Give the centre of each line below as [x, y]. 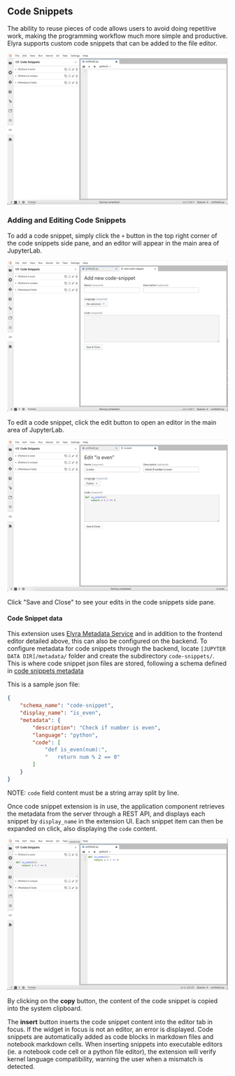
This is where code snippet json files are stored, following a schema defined [117, 663]
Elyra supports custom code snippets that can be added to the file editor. [113, 43]
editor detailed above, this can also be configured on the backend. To [107, 641]
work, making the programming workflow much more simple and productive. [117, 36]
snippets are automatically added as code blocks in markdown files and [111, 1036]
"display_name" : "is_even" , [60, 713]
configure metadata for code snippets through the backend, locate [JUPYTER [116, 649]
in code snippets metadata [45, 671]
